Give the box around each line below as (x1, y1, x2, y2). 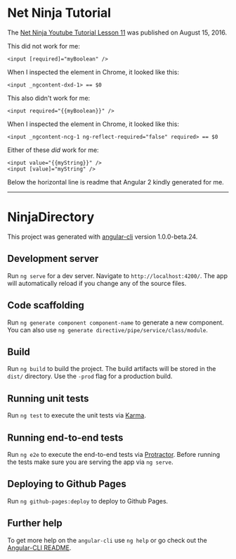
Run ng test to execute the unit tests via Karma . (7, 411, 146, 420)
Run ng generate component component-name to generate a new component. (7, 318, 225, 327)
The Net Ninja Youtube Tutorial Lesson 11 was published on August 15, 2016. (7, 28, 227, 37)
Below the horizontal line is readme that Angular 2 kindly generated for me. (7, 177, 225, 186)
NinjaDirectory (7, 209, 95, 225)
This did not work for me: (7, 42, 81, 50)
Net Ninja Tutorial (7, 5, 111, 21)
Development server (7, 253, 99, 265)
